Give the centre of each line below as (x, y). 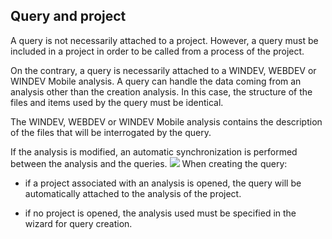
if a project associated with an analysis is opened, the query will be (163, 183)
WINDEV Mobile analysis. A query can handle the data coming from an (156, 81)
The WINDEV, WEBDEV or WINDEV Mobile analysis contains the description (166, 121)
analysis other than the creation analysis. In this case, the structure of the (161, 91)
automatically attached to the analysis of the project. (133, 193)
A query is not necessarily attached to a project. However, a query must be (164, 40)
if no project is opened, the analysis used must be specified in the (160, 213)
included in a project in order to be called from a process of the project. (157, 51)
